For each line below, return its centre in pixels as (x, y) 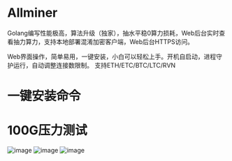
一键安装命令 (44, 96)
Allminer (32, 13)
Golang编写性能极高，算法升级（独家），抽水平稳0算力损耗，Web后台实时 (113, 33)
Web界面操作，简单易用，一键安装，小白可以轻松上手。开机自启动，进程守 (115, 56)
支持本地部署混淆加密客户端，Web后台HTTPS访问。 (119, 41)
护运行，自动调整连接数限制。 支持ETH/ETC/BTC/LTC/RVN (92, 65)
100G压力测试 (47, 131)
